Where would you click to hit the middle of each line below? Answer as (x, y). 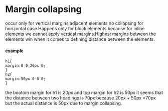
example (15, 51)
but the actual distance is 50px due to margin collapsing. (64, 103)
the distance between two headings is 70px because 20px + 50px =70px (81, 98)
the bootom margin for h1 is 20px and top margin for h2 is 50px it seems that (84, 93)
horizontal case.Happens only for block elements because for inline (75, 28)
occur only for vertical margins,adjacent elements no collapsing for (74, 23)
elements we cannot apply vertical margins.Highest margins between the (81, 34)
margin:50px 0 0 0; (26, 79)
